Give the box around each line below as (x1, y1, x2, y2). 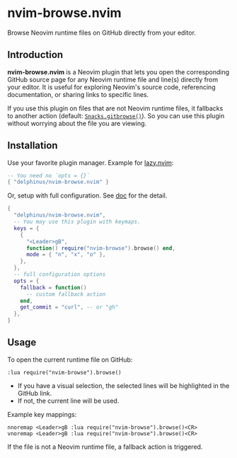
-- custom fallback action (25, 290, 106, 298)
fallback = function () (20, 284, 87, 291)
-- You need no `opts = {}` (7, 172, 91, 179)
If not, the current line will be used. (17, 396, 120, 405)
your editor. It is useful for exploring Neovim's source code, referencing (7, 83, 216, 91)
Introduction (7, 49, 64, 61)
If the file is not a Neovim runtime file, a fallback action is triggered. (7, 442, 203, 451)
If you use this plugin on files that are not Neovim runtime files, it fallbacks (7, 104, 224, 113)
